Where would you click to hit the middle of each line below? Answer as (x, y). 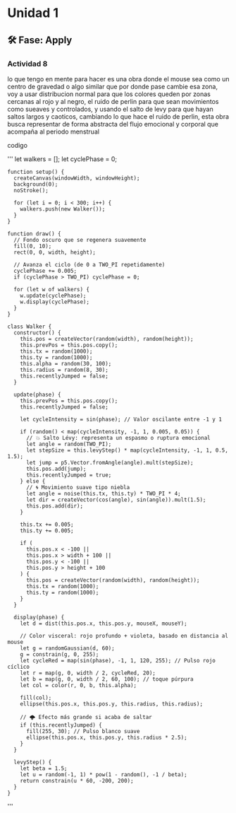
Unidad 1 (33, 13)
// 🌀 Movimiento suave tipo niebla (78, 487)
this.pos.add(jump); (56, 469)
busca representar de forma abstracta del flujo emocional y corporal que (113, 124)
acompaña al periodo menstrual (54, 131)
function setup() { (36, 172)
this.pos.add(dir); (54, 506)
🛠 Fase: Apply (40, 40)
